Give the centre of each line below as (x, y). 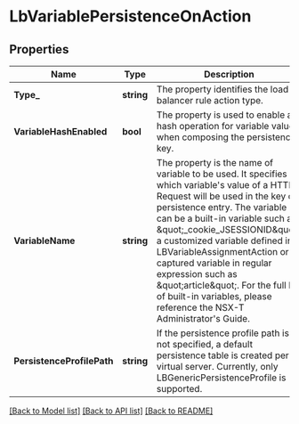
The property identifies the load (222, 89)
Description (229, 74)
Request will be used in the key (221, 196)
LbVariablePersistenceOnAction (130, 16)
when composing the (200, 137)
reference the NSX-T (200, 307)
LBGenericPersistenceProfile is (221, 378)
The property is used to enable (221, 115)
